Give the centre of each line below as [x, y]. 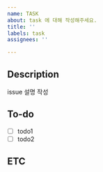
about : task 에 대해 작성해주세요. [52, 20]
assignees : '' [28, 40]
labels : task [26, 33]
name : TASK [23, 14]
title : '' [22, 27]
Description [33, 74]
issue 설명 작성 [28, 92]
